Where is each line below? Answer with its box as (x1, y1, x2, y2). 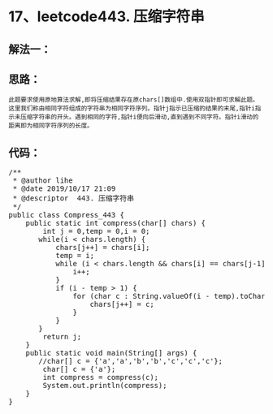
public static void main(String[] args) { (25, 348, 197, 358)
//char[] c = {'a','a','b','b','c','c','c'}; (38, 356, 223, 366)
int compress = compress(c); (42, 373, 159, 382)
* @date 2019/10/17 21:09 (12, 184, 116, 193)
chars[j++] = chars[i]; (55, 243, 150, 252)
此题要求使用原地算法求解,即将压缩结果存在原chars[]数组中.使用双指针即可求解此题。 (8, 96, 259, 104)
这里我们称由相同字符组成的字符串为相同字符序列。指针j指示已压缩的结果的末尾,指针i (8, 105, 256, 113)
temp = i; (55, 251, 95, 261)
